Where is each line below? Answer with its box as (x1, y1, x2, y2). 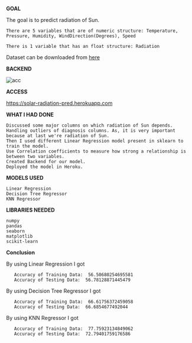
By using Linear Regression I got (6, 260, 85, 267)
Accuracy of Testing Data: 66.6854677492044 (14, 304, 128, 310)
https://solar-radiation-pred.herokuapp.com (6, 100, 113, 106)
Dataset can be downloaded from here (6, 54, 100, 61)
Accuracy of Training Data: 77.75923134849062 (14, 326, 134, 332)
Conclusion (6, 249, 35, 256)
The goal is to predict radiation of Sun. (6, 17, 100, 23)
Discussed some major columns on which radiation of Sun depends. (6, 122, 173, 128)
